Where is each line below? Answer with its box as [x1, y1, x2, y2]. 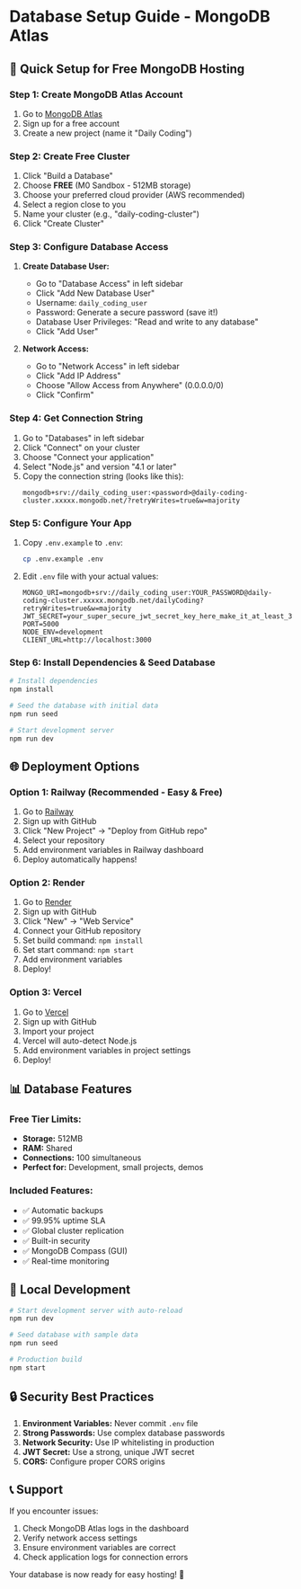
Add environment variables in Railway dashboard [22, 845, 204, 856]
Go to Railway [22, 806, 74, 817]
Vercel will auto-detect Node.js [22, 1035, 137, 1046]
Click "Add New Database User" [35, 288, 155, 298]
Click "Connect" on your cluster [22, 442, 141, 453]
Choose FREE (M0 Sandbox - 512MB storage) [22, 180, 191, 191]
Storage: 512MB [22, 1133, 84, 1144]
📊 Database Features [9, 1081, 132, 1097]
